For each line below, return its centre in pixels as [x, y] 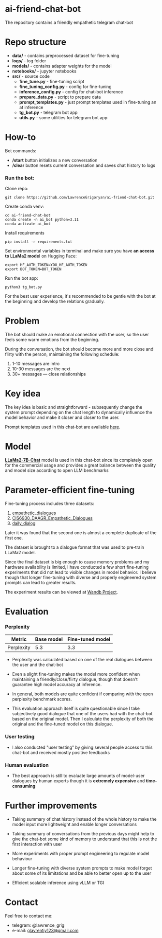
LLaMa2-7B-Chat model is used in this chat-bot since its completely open [79, 460]
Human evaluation [27, 765]
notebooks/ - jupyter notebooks [44, 71]
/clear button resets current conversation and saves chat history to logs [84, 165]
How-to [21, 137]
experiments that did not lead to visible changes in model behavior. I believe [81, 572]
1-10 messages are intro [36, 364]
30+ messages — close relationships [49, 374]
